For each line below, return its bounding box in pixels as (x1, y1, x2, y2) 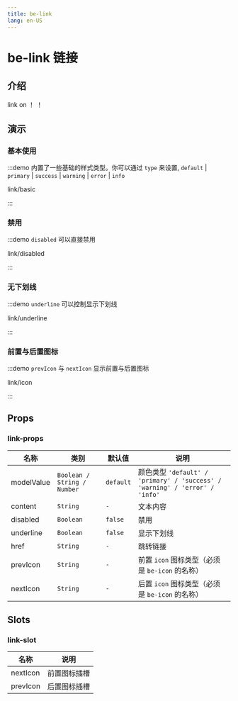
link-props (7, 434, 44, 444)
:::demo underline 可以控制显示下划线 (7, 299, 118, 308)
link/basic (7, 185, 36, 194)
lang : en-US (7, 17, 42, 24)
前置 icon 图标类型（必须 (137, 554, 221, 564)
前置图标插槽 (47, 668, 91, 678)
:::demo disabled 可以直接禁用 (7, 235, 96, 244)
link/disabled (7, 249, 45, 258)
